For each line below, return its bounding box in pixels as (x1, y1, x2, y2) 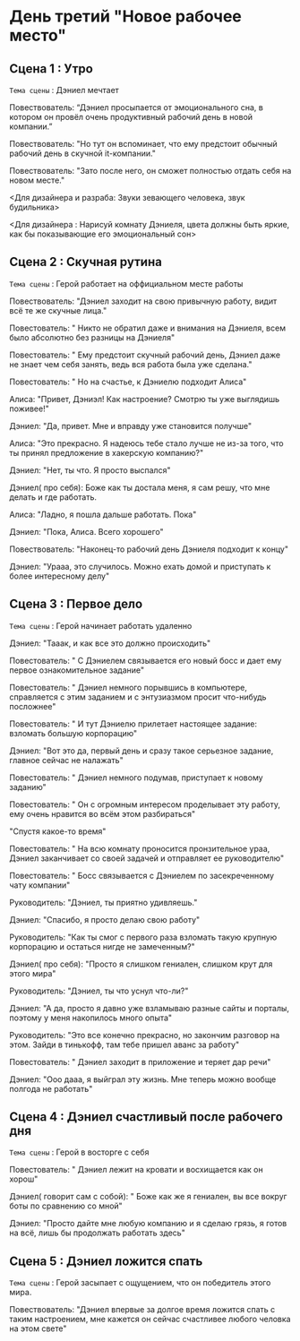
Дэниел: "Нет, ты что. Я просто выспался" (9, 464, 171, 476)
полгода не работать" (9, 1083, 93, 1094)
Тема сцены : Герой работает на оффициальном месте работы (9, 278, 244, 288)
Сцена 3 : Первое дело (9, 597, 143, 612)
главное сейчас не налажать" (9, 754, 124, 765)
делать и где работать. (9, 491, 97, 503)
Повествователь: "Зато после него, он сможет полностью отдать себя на (9, 166, 292, 176)
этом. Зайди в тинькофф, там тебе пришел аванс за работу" (9, 1039, 240, 1050)
